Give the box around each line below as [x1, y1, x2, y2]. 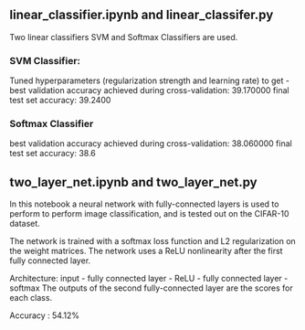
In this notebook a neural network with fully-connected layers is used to [9, 198, 279, 209]
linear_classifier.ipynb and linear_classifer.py [9, 7, 274, 23]
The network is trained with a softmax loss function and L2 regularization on [9, 236, 297, 247]
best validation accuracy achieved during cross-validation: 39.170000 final [9, 85, 289, 96]
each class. [9, 293, 53, 303]
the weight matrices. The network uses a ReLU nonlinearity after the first [9, 246, 283, 257]
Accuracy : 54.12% [9, 310, 80, 321]
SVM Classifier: [9, 54, 80, 67]
